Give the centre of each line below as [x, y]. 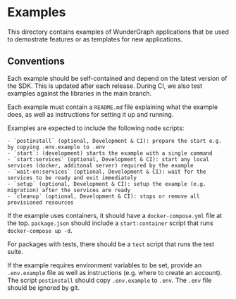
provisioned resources [41, 202]
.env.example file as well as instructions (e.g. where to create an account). [115, 272]
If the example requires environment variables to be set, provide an [105, 265]
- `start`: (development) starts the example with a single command [110, 153]
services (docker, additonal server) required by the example [100, 165]
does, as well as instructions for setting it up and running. [91, 114]
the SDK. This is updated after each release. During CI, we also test [105, 86]
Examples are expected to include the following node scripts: [96, 128]
